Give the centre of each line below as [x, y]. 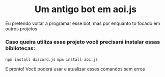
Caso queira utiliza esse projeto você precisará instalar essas [83, 42]
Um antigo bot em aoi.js [86, 9]
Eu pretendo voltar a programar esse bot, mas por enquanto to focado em [83, 23]
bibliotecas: [20, 48]
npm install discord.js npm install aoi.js [52, 60]
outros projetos [21, 28]
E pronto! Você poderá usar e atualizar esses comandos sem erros [75, 69]
